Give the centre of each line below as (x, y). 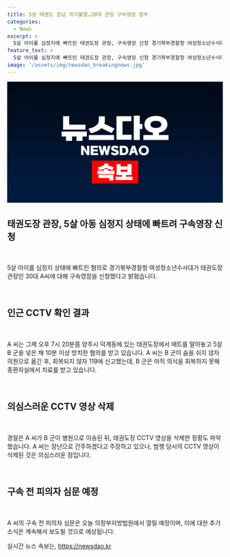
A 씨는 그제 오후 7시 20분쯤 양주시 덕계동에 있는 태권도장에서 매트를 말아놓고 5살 (115, 344)
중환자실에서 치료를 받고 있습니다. (52, 370)
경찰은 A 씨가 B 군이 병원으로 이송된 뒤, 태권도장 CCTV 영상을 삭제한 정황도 (108, 437)
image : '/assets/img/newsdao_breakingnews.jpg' (76, 65)
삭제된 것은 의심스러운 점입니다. (49, 454)
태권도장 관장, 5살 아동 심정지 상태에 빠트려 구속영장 (110, 223)
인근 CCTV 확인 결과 (48, 313)
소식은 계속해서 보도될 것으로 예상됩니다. (61, 531)
